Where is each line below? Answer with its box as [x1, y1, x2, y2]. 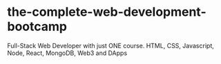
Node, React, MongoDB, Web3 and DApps [7, 49, 128, 57]
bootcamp [7, 19, 68, 34]
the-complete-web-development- [7, 4, 207, 20]
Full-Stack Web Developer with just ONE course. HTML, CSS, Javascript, [7, 41, 214, 50]
